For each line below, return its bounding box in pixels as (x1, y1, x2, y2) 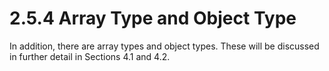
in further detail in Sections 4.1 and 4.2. (9, 50, 171, 62)
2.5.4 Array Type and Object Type (9, 7, 297, 30)
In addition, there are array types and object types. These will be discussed (9, 40, 320, 52)
